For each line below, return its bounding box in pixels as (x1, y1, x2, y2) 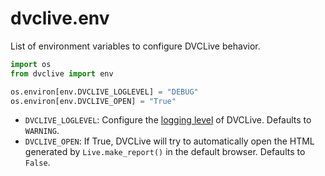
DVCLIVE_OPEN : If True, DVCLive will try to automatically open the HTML (24, 135, 315, 147)
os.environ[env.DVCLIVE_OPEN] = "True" (10, 96, 177, 106)
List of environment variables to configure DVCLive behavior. (10, 40, 261, 52)
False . (24, 157, 51, 169)
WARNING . (24, 125, 60, 137)
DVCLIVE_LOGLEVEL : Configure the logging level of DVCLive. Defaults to (24, 114, 312, 126)
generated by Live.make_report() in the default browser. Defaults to (24, 146, 306, 158)
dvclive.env (10, 7, 110, 30)
